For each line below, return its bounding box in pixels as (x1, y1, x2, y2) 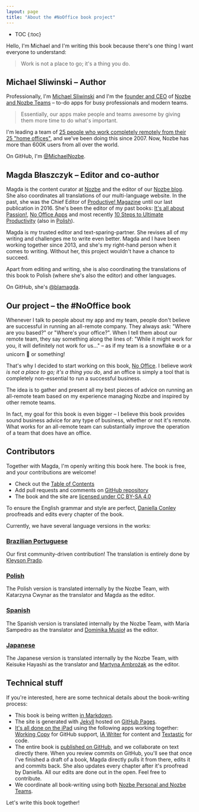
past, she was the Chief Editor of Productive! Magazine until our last (6, 199, 173, 206)
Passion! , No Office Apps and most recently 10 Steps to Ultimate (6, 211, 163, 218)
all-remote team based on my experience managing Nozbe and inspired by (6, 392, 189, 399)
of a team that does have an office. (6, 429, 92, 436)
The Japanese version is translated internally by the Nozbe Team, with (6, 654, 179, 662)
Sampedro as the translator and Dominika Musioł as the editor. (6, 626, 159, 633)
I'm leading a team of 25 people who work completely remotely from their (6, 128, 187, 136)
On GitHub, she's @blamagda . (6, 284, 80, 291)
